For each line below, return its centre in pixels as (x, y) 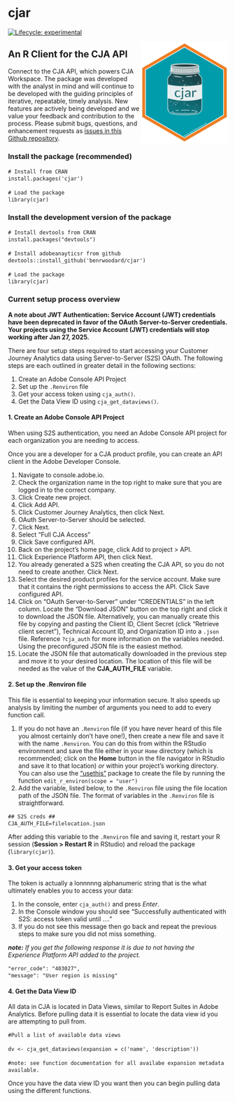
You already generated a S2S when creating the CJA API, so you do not (121, 564)
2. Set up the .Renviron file (47, 684)
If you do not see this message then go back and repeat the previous (117, 927)
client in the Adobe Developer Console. (64, 461)
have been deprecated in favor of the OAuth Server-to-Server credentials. (118, 322)
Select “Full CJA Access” (54, 535)
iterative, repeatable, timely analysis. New (68, 101)
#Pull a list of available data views (64, 1035)
